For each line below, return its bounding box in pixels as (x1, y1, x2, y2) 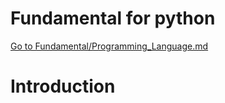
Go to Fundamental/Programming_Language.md (10, 40, 209, 52)
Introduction (10, 75, 116, 98)
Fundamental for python (10, 7, 216, 30)
